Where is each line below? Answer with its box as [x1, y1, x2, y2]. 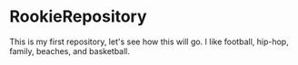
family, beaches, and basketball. [9, 45, 130, 56]
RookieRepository [9, 6, 147, 27]
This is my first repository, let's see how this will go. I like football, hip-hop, [9, 36, 289, 47]
